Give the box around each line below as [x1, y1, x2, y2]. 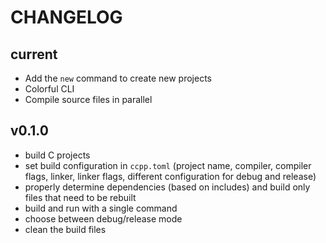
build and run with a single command [24, 202, 178, 214]
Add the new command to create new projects [24, 72, 212, 84]
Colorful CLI [24, 83, 75, 95]
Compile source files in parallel [24, 94, 153, 105]
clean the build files [24, 223, 107, 235]
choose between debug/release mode [24, 212, 183, 225]
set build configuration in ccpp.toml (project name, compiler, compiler [24, 159, 312, 171]
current [10, 46, 58, 63]
